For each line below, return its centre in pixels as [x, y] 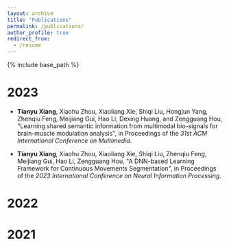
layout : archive [30, 13]
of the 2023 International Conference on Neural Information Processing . [119, 175]
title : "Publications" [39, 20]
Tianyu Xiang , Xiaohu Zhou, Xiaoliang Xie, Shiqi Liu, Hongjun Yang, [112, 111]
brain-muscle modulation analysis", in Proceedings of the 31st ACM [112, 133]
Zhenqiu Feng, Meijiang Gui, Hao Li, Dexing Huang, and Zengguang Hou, [120, 119]
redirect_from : [29, 39]
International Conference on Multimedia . [74, 140]
